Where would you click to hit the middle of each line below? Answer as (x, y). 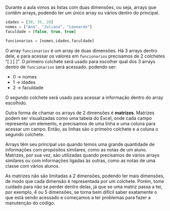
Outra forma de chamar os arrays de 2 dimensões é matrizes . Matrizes (80, 113)
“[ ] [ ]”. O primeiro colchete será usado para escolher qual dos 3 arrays (80, 61)
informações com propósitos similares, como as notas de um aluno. (76, 149)
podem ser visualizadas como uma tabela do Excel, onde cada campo (79, 118)
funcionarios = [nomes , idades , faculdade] (50, 41)
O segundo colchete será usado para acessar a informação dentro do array (84, 97)
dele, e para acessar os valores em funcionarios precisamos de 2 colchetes (85, 56)
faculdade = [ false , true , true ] (41, 32)
